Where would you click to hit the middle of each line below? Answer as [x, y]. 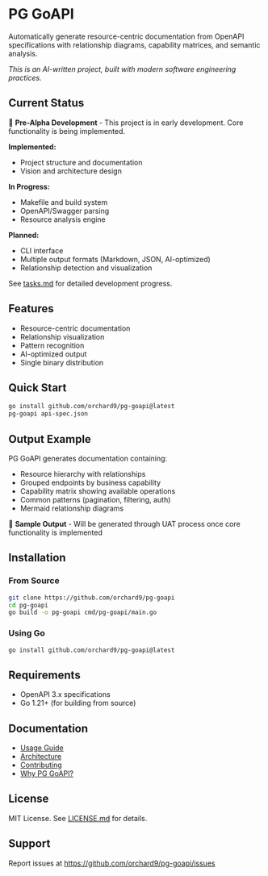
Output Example [50, 439]
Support [29, 844]
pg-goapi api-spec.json [48, 414]
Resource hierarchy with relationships [83, 473]
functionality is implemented [56, 532]
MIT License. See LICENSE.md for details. [78, 818]
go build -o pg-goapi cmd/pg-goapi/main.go [83, 613]
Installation [37, 558]
